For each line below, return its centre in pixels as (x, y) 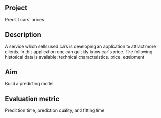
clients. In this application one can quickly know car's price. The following (79, 52)
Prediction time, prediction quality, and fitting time (55, 110)
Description (23, 35)
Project (16, 8)
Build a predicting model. (30, 84)
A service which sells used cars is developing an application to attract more (80, 46)
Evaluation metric (32, 99)
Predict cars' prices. (25, 19)
